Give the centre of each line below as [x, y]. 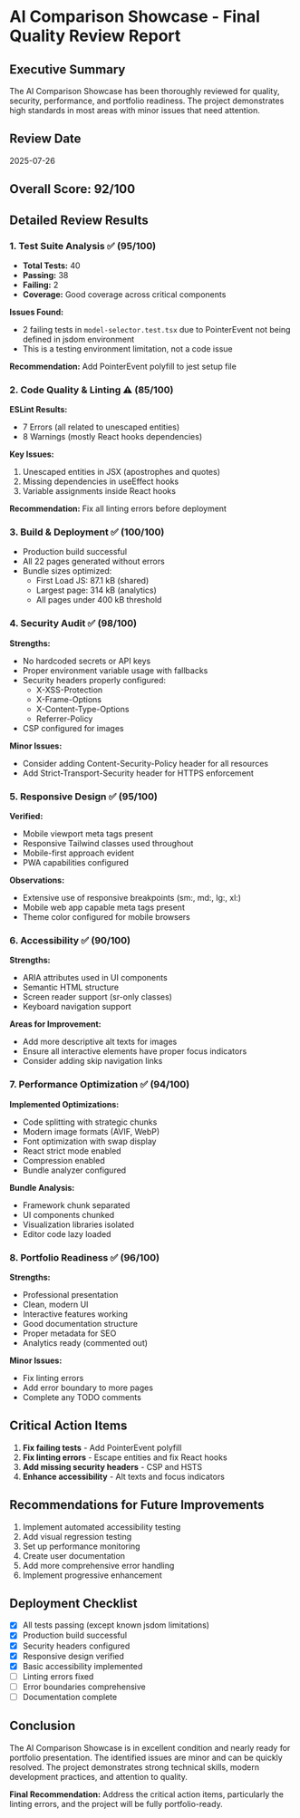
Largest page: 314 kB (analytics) [96, 590]
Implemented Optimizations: [64, 1104]
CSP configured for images [73, 728]
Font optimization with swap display [89, 1141]
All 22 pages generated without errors [93, 561]
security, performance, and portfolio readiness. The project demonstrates [147, 101]
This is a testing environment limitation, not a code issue [127, 348]
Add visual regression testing [77, 1536]
